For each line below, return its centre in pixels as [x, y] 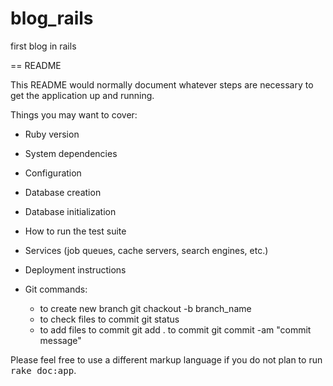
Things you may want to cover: [74, 114]
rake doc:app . [43, 370]
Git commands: [56, 289]
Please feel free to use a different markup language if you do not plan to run [166, 359]
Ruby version [52, 134]
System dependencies [71, 153]
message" [60, 340]
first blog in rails [43, 46]
